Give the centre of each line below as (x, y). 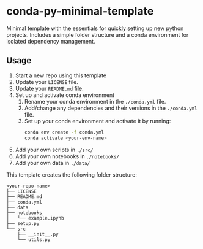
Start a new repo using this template (61, 75)
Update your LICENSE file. (46, 82)
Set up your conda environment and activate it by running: (98, 121)
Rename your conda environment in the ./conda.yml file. (95, 101)
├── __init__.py (38, 234)
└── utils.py (34, 239)
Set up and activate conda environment (65, 95)
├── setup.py (23, 223)
